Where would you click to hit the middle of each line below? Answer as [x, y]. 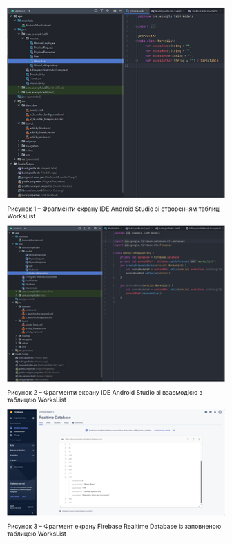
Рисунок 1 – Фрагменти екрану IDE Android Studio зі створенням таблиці [114, 209]
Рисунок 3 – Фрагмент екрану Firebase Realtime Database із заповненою [114, 526]
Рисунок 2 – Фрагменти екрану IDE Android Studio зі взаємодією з [105, 393]
